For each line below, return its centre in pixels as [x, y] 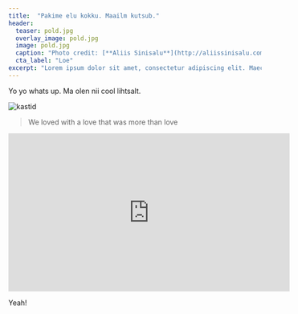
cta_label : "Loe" [45, 61]
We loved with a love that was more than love [103, 122]
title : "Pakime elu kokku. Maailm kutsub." [84, 16]
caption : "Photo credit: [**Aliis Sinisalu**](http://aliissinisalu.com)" [143, 53]
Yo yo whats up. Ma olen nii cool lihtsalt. [75, 91]
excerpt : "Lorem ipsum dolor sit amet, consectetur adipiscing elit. [127, 68]
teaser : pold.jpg [45, 31]
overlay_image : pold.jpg [57, 38]
